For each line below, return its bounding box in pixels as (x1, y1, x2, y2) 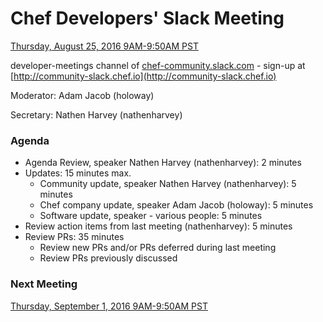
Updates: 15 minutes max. (24, 167, 132, 179)
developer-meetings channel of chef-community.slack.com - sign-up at (10, 59, 306, 71)
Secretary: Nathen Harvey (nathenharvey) (10, 108, 183, 121)
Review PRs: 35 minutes (24, 231, 125, 243)
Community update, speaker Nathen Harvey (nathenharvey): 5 (39, 178, 297, 190)
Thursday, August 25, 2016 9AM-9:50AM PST (10, 40, 199, 52)
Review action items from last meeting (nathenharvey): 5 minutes (24, 220, 293, 232)
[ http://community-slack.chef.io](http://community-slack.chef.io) (10, 70, 277, 82)
